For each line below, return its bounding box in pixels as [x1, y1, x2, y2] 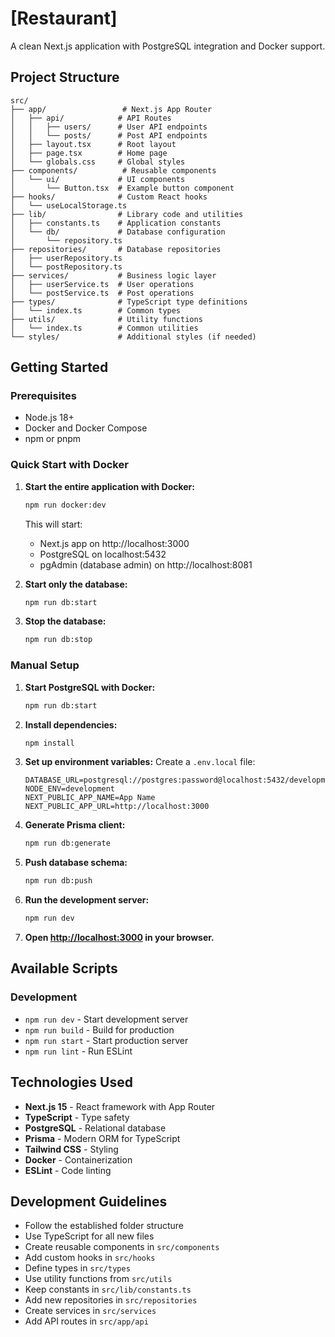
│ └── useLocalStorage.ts [10, 200, 128, 211]
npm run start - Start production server [24, 1034, 189, 1046]
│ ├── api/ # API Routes [10, 113, 172, 123]
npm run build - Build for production [24, 1023, 175, 1036]
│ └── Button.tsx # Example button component [10, 183, 235, 193]
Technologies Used [10, 1074, 133, 1091]
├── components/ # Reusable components [10, 165, 217, 176]
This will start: [24, 518, 83, 530]
